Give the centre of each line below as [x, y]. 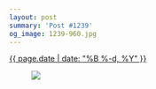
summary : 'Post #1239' [51, 26]
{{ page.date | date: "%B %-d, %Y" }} [78, 59]
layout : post [33, 17]
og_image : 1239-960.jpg [53, 33]
